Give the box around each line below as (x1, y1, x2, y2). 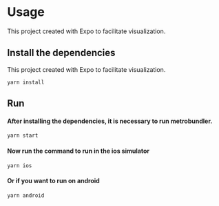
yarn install (7, 79, 45, 86)
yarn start (7, 132, 39, 139)
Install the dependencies (7, 47, 116, 59)
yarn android (7, 191, 45, 199)
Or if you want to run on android (7, 177, 100, 185)
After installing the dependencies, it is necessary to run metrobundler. (7, 117, 213, 125)
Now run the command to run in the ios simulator (7, 147, 150, 155)
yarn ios (7, 162, 32, 169)
